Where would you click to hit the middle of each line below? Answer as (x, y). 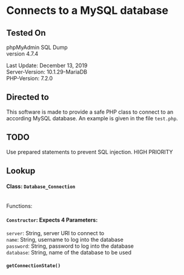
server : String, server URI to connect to (55, 233)
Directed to (28, 97)
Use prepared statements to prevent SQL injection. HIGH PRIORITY (90, 152)
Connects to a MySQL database (87, 11)
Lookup (21, 171)
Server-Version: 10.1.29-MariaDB (47, 72)
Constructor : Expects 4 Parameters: (52, 220)
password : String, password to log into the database (70, 246)
